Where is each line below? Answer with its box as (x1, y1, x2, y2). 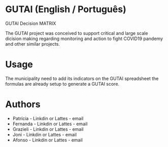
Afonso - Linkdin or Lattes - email (12, 137, 83, 143)
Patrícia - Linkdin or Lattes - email (12, 115, 84, 121)
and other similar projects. (5, 41, 60, 47)
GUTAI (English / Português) (5, 4, 126, 15)
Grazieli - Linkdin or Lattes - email (12, 126, 84, 132)
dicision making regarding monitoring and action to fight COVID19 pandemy (5, 35, 163, 42)
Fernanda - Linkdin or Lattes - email (12, 121, 88, 127)
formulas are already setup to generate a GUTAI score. (5, 81, 120, 87)
